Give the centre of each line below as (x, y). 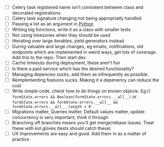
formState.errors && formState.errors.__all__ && (65, 102)
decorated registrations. (37, 13)
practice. (21, 139)
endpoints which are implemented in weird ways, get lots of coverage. (85, 52)
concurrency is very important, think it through (60, 117)
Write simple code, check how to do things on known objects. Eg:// (81, 91)
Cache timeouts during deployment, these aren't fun (66, 63)
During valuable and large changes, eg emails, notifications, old (77, 47)
